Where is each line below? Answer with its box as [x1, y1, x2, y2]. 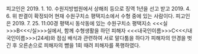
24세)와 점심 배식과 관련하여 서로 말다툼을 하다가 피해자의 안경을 [37, 35, 186, 41]
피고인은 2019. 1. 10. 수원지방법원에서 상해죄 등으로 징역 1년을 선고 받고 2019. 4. [6, 5, 191, 12]
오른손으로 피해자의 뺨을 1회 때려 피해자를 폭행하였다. [18, 42, 141, 49]
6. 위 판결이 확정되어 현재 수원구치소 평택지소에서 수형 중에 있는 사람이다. [6, 12, 174, 19]
